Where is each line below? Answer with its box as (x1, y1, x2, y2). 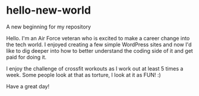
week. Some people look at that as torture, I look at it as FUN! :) (6, 71, 162, 78)
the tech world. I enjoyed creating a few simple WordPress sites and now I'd (6, 41, 192, 48)
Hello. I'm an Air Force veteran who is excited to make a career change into (6, 34, 190, 41)
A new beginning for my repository (6, 23, 91, 30)
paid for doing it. (6, 53, 47, 60)
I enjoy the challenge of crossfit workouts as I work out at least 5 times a (6, 65, 184, 72)
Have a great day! (6, 82, 49, 89)
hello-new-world (6, 4, 91, 17)
